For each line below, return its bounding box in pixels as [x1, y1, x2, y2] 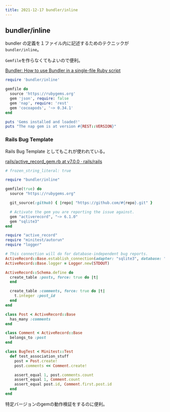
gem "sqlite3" [10, 219, 39, 224]
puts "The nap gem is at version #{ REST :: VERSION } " [5, 124, 116, 129]
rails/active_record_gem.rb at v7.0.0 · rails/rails [5, 158, 103, 164]
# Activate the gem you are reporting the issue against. [10, 209, 135, 215]
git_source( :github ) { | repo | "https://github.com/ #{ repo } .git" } [10, 200, 153, 205]
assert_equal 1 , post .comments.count [14, 372, 94, 377]
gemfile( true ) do [5, 186, 42, 192]
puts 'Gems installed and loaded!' [5, 119, 80, 124]
